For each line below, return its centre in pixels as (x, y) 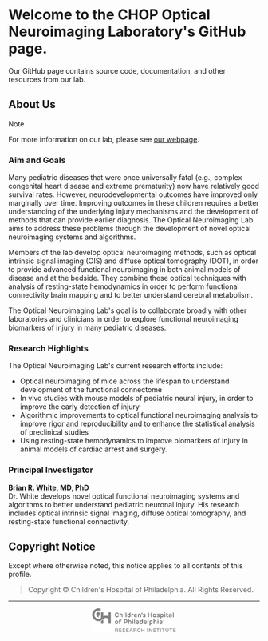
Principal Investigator (51, 470)
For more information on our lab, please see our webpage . (104, 139)
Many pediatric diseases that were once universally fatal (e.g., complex (125, 178)
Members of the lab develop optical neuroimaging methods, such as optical (132, 253)
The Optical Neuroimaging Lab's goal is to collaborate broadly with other (128, 310)
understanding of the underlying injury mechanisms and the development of (134, 212)
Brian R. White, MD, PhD (49, 487)
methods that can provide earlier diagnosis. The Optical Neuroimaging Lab (131, 220)
